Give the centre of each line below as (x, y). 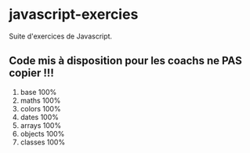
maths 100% (40, 100)
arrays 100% (41, 125)
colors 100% (40, 108)
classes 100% (43, 142)
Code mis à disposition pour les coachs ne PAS (125, 61)
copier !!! (31, 73)
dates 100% (40, 117)
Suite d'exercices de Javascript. (61, 36)
